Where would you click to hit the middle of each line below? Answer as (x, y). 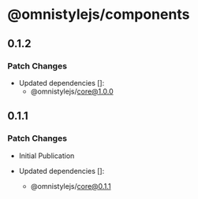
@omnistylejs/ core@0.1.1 (71, 186)
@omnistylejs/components (99, 15)
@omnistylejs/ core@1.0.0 (72, 91)
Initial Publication (47, 156)
